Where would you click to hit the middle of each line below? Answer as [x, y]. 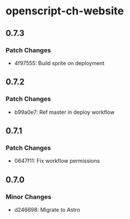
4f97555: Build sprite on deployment [59, 63]
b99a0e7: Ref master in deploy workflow [64, 112]
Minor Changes [28, 197]
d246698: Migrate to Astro [47, 209]
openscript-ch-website [65, 11]
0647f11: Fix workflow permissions [57, 161]
